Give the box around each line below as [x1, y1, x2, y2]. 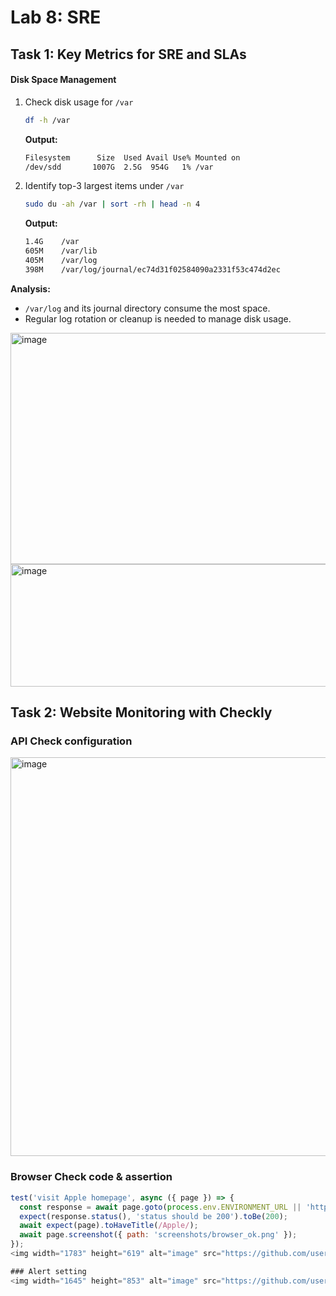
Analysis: [10, 282, 51, 295]
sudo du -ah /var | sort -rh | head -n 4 [24, 199, 201, 210]
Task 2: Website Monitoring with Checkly [10, 704, 273, 721]
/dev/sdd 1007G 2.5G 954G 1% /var [24, 162, 214, 172]
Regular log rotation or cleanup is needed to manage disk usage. [24, 312, 292, 325]
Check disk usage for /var [24, 96, 134, 108]
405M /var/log [24, 256, 98, 266]
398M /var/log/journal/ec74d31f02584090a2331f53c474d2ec [24, 264, 281, 275]
